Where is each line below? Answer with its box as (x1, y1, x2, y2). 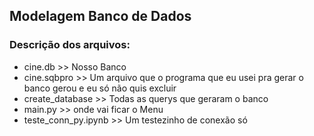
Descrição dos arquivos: (9, 38, 131, 52)
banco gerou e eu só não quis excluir (23, 82, 177, 94)
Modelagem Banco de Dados (9, 8, 192, 25)
